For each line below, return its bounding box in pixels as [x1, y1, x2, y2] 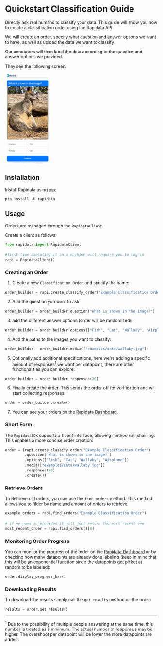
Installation [5, 174, 40, 182]
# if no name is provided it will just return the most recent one [5, 521, 145, 526]
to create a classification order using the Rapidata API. [5, 24, 114, 30]
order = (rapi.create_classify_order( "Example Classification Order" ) [5, 447, 151, 453]
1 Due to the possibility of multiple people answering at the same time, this [5, 620, 153, 627]
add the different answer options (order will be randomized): [12, 317, 133, 324]
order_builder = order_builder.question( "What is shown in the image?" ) [5, 309, 155, 314]
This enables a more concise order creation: [5, 437, 94, 443]
